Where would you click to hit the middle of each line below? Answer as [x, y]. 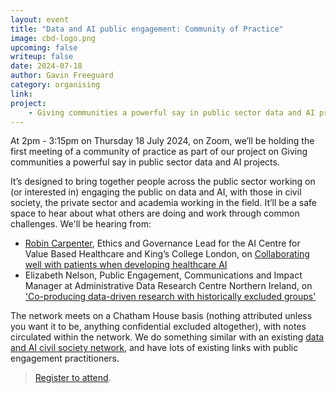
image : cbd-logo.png [53, 38]
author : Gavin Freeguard [62, 76]
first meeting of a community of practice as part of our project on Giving [159, 152]
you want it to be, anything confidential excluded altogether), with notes [158, 327]
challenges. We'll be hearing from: [81, 224]
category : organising [55, 85]
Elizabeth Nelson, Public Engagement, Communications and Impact [163, 275]
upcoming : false [44, 47]
